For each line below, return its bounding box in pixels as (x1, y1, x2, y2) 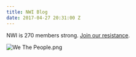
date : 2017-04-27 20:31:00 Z (6, 15, 81, 21)
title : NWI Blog (6, 9, 48, 15)
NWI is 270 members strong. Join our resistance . (6, 31, 130, 39)
